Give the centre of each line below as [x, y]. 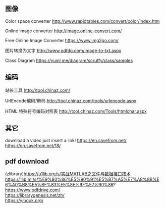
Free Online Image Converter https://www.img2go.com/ [62, 40]
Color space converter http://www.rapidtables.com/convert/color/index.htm [82, 21]
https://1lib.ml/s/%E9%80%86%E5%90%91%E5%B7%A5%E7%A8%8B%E [82, 179]
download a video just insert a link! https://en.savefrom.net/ [66, 141]
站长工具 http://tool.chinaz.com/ [38, 90]
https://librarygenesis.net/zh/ [35, 195]
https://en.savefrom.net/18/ [33, 146]
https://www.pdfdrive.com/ [33, 190]
